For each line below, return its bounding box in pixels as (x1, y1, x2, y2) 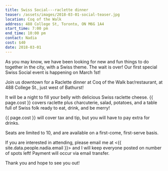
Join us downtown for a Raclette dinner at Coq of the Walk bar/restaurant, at (5, 79, 163, 85)
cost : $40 (5, 40, 26, 45)
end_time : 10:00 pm (5, 31, 46, 36)
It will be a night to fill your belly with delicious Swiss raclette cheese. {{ (5, 94, 153, 100)
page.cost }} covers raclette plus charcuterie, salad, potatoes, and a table (5, 99, 157, 106)
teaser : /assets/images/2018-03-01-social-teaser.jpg (5, 12, 120, 17)
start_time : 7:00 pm (5, 26, 49, 31)
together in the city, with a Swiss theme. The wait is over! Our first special (5, 64, 157, 70)
